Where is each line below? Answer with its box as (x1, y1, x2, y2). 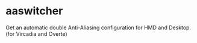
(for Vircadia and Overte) (5, 30, 67, 37)
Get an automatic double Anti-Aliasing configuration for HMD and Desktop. (5, 24, 191, 31)
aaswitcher (5, 4, 63, 18)
